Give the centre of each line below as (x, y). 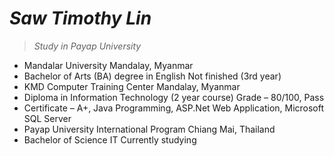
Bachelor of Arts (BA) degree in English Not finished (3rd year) (152, 76)
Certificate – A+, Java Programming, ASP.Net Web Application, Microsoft (174, 108)
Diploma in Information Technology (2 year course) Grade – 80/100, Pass (174, 97)
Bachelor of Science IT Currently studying (110, 139)
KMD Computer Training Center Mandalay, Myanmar (132, 86)
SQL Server (47, 118)
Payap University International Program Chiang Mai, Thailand (149, 129)
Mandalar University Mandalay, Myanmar (108, 65)
